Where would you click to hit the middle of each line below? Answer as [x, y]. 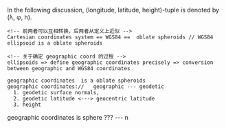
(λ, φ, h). [20, 17]
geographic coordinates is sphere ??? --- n [68, 117]
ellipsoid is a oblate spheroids [55, 43]
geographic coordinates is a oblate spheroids [77, 81]
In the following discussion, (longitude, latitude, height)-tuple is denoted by [113, 10]
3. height [27, 105]
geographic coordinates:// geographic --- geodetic [86, 87]
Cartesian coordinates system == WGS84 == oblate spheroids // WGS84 [110, 37]
